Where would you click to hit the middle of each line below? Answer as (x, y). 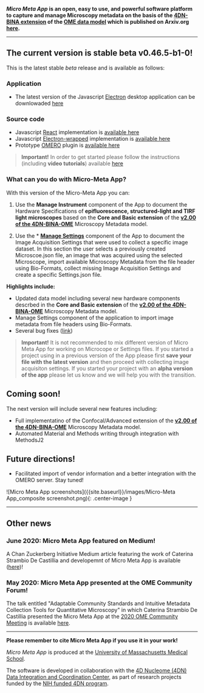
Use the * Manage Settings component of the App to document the (100, 236)
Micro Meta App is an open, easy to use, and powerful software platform (100, 9)
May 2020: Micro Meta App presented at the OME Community (99, 583)
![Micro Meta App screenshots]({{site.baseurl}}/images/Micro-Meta (91, 492)
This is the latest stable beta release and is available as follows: (86, 68)
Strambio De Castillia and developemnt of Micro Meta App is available (93, 561)
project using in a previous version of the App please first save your (106, 355)
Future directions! (41, 459)
